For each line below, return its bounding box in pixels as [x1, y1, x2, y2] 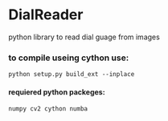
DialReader [8, 6, 84, 24]
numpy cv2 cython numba [8, 105, 88, 113]
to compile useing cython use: [8, 52, 129, 63]
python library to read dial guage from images [8, 32, 161, 42]
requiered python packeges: [8, 87, 106, 97]
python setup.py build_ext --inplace [8, 71, 135, 79]
